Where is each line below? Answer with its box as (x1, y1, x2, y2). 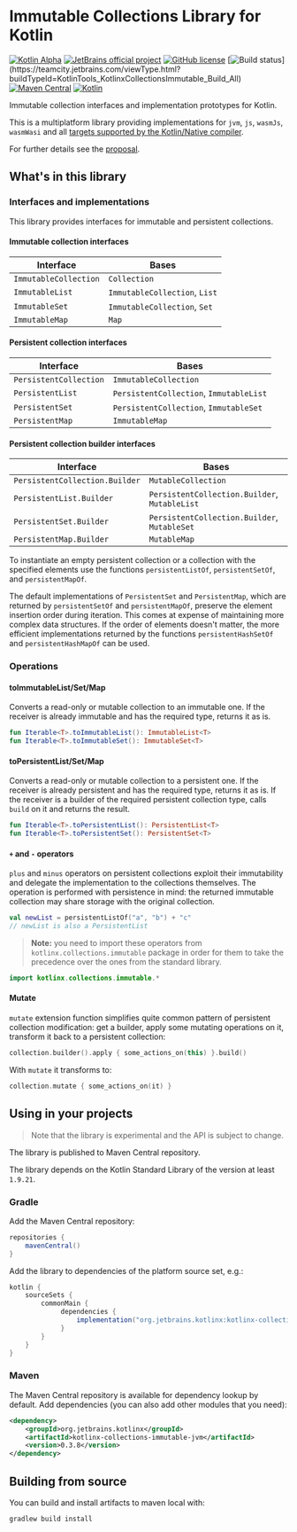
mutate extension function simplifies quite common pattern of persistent (9, 1012, 271, 1023)
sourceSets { (25, 1291, 73, 1300)
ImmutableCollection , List (108, 285, 218, 298)
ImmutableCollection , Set (108, 300, 214, 312)
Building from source (9, 1473, 127, 1489)
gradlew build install (9, 1514, 93, 1523)
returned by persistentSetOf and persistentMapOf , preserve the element (9, 600, 273, 611)
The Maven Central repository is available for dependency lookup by (9, 1389, 259, 1400)
